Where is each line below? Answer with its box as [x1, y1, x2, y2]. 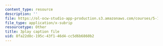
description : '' [5, 11, 38, 16]
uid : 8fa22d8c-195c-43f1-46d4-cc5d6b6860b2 [5, 34, 95, 39]
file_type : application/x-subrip [5, 20, 73, 25]
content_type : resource [5, 7, 53, 12]
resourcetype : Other [5, 25, 47, 30]
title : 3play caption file [5, 29, 60, 34]
